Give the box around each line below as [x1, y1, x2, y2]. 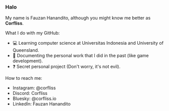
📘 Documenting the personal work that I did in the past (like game [12, 53, 149, 59]
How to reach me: [5, 75, 42, 81]
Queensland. [12, 47, 39, 53]
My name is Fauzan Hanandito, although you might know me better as [5, 15, 151, 21]
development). [12, 58, 43, 64]
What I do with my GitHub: [5, 30, 60, 36]
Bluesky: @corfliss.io [12, 95, 57, 101]
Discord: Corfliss [12, 90, 48, 96]
